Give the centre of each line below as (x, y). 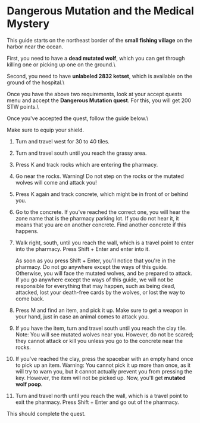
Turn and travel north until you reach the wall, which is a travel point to (101, 396)
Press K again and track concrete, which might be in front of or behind (101, 194)
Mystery (28, 24)
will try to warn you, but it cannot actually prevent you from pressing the (104, 371)
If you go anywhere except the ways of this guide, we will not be (94, 280)
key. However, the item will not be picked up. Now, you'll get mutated (100, 378)
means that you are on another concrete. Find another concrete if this (101, 225)
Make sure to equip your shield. (46, 130)
